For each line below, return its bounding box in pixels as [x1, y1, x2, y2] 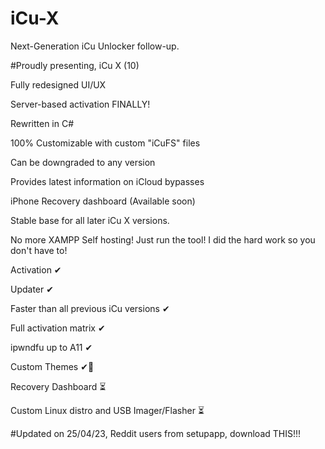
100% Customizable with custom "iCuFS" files [10, 137, 201, 149]
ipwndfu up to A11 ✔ [10, 341, 93, 353]
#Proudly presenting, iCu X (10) [10, 59, 140, 71]
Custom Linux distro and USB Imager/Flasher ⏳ [10, 404, 205, 416]
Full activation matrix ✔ [10, 322, 106, 334]
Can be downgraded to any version [10, 156, 156, 168]
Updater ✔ [10, 283, 54, 295]
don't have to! [10, 244, 68, 256]
